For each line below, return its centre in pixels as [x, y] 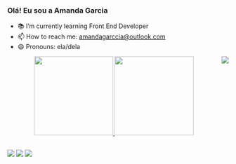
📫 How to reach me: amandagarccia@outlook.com [92, 36]
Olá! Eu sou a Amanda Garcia [58, 11]
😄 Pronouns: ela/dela [49, 47]
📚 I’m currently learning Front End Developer [83, 26]
